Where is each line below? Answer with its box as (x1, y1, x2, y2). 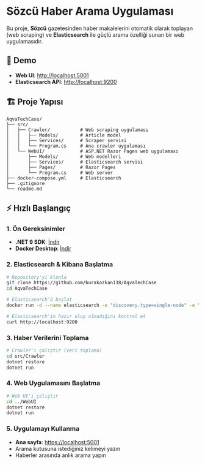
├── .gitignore (6, 180, 45, 186)
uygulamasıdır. (6, 37, 43, 45)
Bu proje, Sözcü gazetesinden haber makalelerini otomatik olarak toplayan (6, 25, 193, 32)
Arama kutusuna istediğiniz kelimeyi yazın (15, 445, 121, 452)
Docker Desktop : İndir (15, 245, 71, 252)
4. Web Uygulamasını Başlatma (6, 379, 101, 387)
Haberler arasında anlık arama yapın (15, 452, 106, 459)
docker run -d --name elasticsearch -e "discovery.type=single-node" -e (6, 302, 195, 309)
